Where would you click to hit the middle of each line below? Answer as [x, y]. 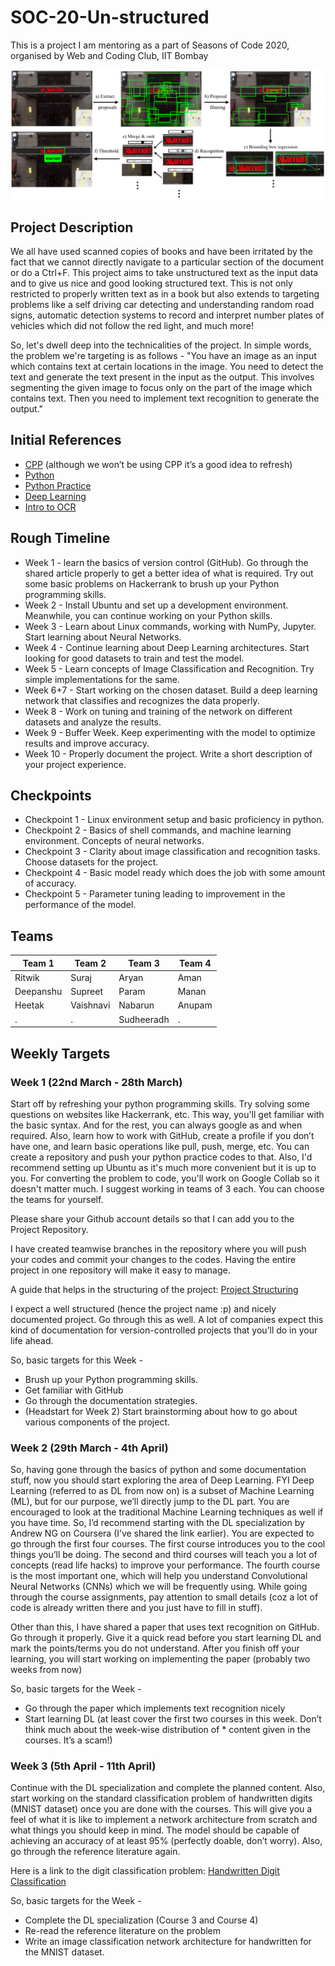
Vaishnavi [90, 1005]
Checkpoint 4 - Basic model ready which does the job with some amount [175, 873]
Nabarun [136, 1005]
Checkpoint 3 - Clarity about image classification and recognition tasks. [172, 852]
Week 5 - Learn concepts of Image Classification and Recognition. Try [169, 668]
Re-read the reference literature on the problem [123, 1931]
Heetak [29, 1005]
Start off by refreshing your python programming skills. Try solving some [160, 1103]
